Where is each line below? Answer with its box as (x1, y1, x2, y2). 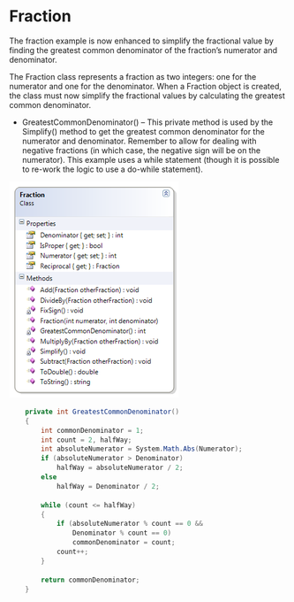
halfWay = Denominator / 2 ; (56, 482, 161, 490)
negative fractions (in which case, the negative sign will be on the (21, 144, 261, 156)
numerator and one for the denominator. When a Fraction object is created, (9, 81, 283, 91)
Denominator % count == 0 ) (72, 529, 172, 537)
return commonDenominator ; (41, 575, 140, 584)
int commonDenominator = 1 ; (41, 426, 144, 435)
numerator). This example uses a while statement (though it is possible (21, 154, 280, 165)
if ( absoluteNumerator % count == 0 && (56, 520, 203, 529)
